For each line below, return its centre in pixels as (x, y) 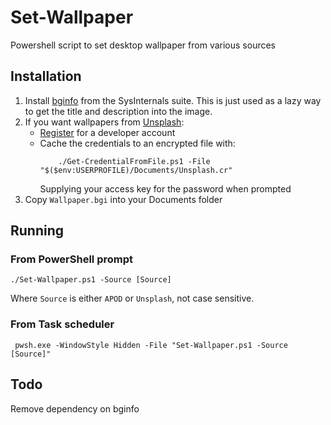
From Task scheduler (62, 324)
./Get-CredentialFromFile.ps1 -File (134, 161)
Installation (46, 76)
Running (37, 231)
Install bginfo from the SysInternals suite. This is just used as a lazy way (173, 100)
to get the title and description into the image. (118, 111)
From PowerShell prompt (71, 259)
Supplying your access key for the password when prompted (165, 188)
